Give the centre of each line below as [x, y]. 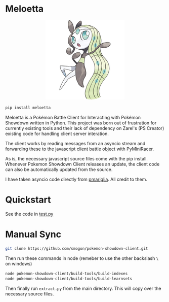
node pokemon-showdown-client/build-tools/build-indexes [67, 274]
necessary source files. [30, 294]
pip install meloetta [28, 108]
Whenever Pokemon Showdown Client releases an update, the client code [82, 164]
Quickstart [28, 200]
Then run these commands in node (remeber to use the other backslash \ [82, 258]
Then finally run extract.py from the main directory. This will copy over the [83, 289]
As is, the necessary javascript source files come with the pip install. [77, 158]
